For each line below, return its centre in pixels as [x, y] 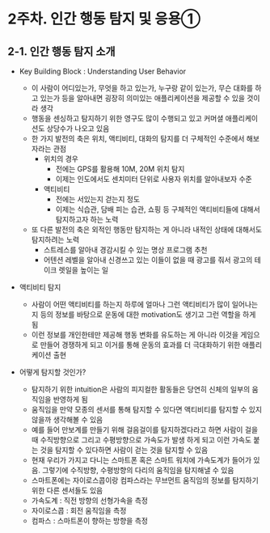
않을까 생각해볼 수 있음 [67, 419]
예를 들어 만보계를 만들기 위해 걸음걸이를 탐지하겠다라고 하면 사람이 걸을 [145, 429]
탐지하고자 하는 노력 [87, 219]
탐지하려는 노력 [55, 239]
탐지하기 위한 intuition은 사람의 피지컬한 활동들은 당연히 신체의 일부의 [141, 389]
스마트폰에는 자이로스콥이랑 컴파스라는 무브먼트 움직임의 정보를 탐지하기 [145, 480]
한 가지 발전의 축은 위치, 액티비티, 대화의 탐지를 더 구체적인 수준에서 [138, 138]
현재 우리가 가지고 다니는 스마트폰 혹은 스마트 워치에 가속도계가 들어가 [141, 460]
